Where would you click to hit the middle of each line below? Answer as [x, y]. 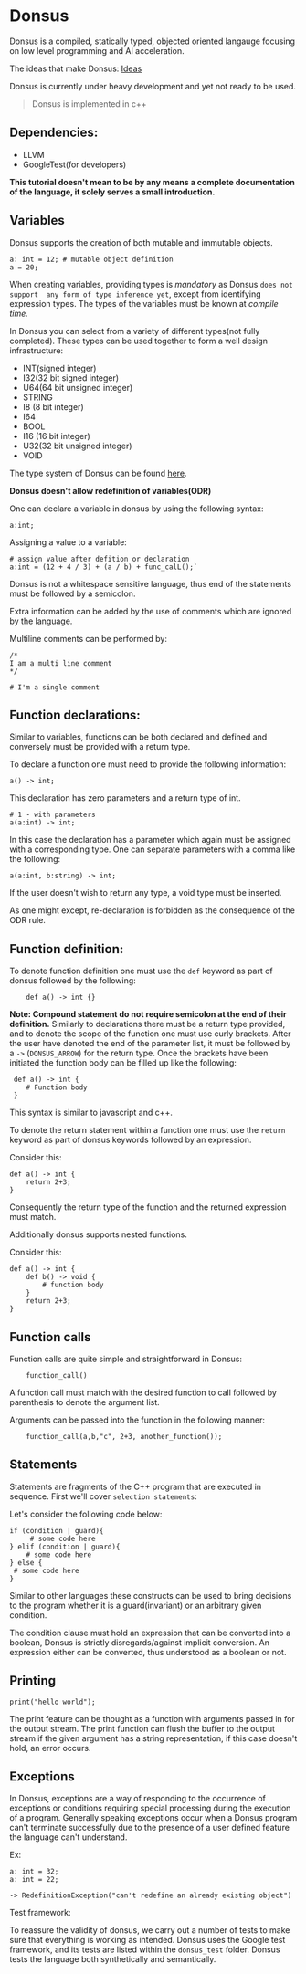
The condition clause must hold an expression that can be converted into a [150, 1633]
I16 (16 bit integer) [57, 436]
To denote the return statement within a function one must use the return [148, 1130]
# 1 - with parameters [53, 815]
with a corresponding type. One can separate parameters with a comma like [153, 849]
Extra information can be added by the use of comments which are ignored [151, 611]
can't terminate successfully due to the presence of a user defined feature [150, 1828]
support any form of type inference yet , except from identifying [136, 294]
